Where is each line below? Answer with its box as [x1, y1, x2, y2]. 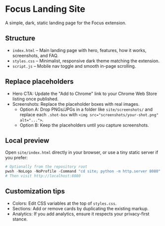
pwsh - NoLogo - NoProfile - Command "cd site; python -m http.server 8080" [5, 169, 161, 174]
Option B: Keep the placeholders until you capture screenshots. [19, 122, 150, 128]
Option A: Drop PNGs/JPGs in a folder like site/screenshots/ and [19, 106, 153, 112]
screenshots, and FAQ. [12, 52, 58, 58]
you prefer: [5, 155, 28, 161]
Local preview [5, 136, 50, 144]
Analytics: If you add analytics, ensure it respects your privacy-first [12, 211, 150, 217]
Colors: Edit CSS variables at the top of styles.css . [12, 200, 117, 206]
